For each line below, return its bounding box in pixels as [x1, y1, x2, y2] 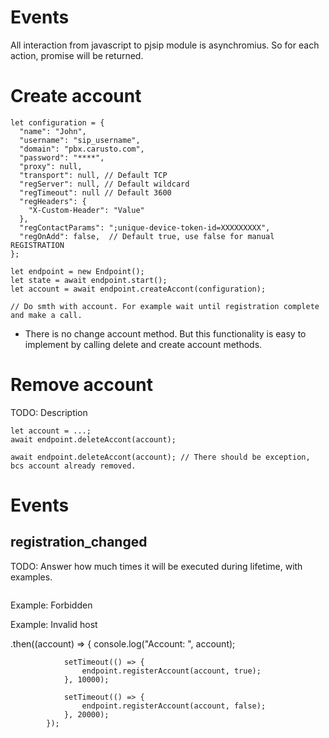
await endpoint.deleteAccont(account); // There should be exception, [10, 452, 311, 462]
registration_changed [10, 534, 148, 551]
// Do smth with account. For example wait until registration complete [10, 301, 320, 311]
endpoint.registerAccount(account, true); [81, 666, 262, 676]
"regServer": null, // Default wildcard [19, 179, 190, 189]
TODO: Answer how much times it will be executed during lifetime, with [10, 560, 303, 572]
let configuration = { [10, 117, 105, 128]
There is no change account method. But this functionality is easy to [24, 327, 307, 340]
